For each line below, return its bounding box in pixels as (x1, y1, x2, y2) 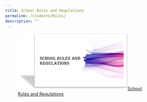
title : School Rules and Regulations (5, 8, 84, 13)
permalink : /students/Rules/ (5, 13, 66, 18)
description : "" (5, 18, 39, 23)
